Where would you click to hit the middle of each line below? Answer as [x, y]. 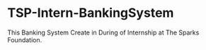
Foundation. [25, 39]
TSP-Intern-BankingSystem [91, 13]
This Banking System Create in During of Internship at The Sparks [103, 32]
